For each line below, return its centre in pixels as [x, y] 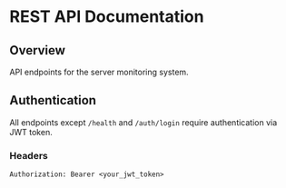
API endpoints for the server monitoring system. [99, 72]
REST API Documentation [107, 17]
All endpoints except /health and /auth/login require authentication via [143, 122]
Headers [29, 155]
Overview [38, 50]
